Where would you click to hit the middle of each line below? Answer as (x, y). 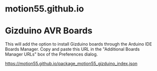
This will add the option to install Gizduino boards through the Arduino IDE (78, 44)
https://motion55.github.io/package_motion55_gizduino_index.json (71, 64)
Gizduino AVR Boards (49, 31)
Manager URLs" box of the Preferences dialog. (51, 54)
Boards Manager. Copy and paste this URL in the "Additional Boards (72, 49)
